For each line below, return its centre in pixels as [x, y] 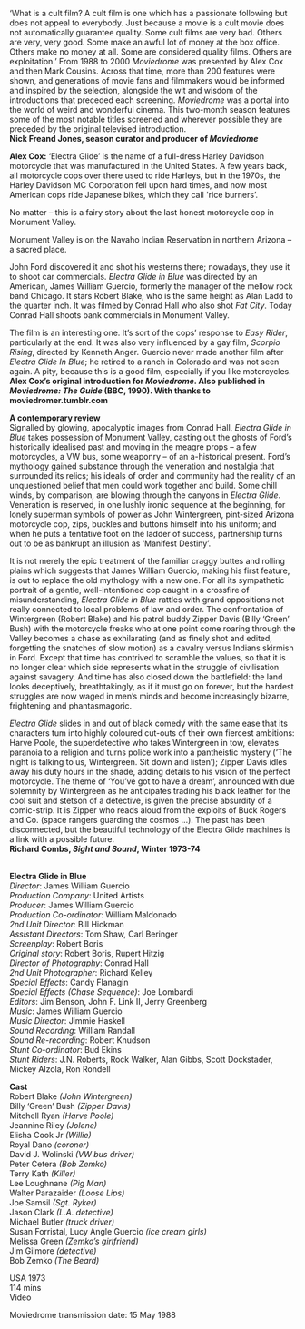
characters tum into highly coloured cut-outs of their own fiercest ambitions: [152, 733]
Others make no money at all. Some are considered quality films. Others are [151, 52]
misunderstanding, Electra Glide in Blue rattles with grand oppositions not [147, 600]
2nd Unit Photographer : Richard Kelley [81, 972]
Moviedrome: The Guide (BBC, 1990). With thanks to [110, 391]
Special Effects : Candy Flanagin [69, 982]
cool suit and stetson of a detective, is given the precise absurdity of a [141, 800]
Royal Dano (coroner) [49, 1145]
